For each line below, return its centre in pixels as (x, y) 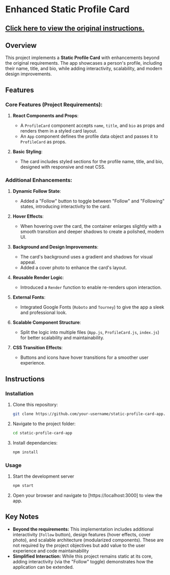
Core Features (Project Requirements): (54, 104)
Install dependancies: (35, 442)
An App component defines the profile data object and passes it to (89, 137)
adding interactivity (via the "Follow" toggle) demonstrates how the (83, 561)
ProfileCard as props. (43, 142)
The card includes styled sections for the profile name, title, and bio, (92, 162)
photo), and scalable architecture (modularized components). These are (88, 540)
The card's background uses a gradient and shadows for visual (86, 257)
